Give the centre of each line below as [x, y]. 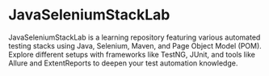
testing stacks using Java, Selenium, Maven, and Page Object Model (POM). [135, 45]
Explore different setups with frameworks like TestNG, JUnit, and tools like [132, 54]
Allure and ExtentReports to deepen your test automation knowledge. [123, 63]
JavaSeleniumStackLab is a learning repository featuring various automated [134, 37]
